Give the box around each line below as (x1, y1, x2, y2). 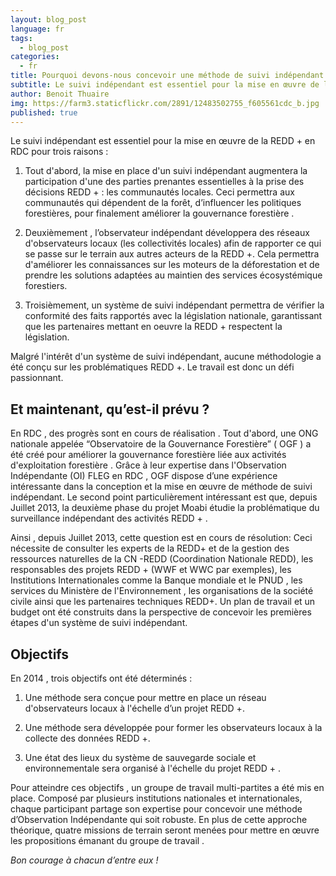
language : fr (10, 24, 65, 34)
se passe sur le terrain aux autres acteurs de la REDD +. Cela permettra (24, 248, 320, 260)
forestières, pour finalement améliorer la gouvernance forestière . (24, 207, 295, 220)
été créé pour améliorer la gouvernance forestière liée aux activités (10, 449, 287, 461)
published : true (10, 107, 78, 118)
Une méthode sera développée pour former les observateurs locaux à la (24, 722, 323, 733)
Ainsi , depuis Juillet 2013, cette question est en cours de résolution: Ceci (10, 532, 313, 544)
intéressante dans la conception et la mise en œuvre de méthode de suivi (10, 481, 313, 493)
